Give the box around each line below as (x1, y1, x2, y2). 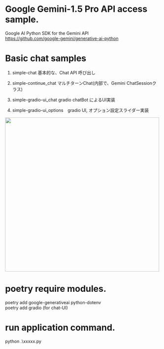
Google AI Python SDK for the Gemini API (5, 30, 89, 36)
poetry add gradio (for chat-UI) (5, 305, 68, 311)
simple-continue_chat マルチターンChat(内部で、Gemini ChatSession (12, 80, 153, 86)
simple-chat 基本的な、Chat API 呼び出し (12, 70, 96, 75)
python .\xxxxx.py (5, 338, 42, 344)
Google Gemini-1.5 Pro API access (5, 3, 148, 15)
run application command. (5, 322, 116, 333)
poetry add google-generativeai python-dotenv (5, 299, 101, 305)
